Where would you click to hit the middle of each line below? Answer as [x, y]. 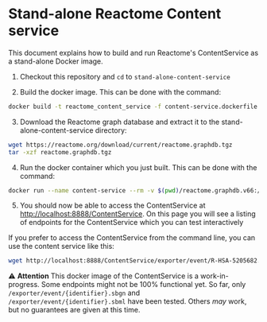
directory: [111, 130]
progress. [24, 285]
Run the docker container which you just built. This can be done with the [138, 167]
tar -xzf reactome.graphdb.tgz [60, 152]
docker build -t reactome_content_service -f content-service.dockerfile [133, 107]
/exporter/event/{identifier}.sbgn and [74, 293]
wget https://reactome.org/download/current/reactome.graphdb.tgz [120, 145]
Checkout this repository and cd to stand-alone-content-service [125, 76]
